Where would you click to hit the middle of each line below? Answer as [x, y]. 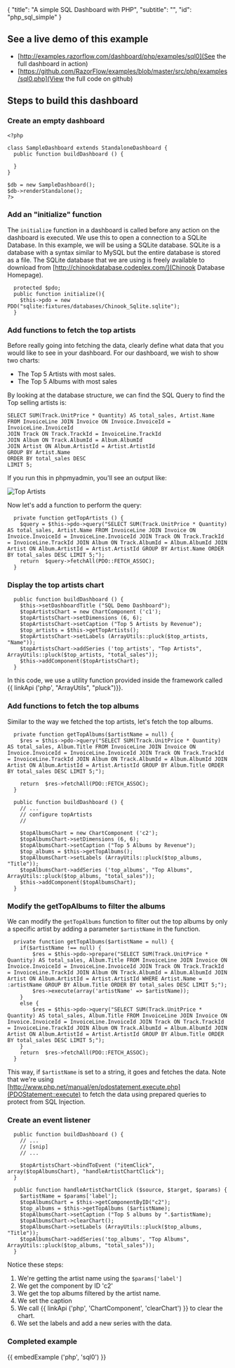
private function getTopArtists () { [69, 518]
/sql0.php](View [41, 78]
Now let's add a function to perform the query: [75, 506]
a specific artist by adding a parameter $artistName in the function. [104, 929]
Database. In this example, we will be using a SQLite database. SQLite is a [114, 245]
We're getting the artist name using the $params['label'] [100, 1279]
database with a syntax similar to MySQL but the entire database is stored [114, 252]
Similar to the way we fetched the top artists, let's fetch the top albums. [110, 721]
